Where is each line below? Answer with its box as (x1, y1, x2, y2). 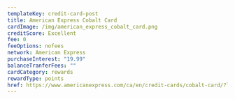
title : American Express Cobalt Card (7, 17, 117, 24)
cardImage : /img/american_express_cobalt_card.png (7, 23, 158, 30)
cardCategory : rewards (7, 68, 73, 75)
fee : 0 (7, 36, 27, 43)
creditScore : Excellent (7, 29, 77, 37)
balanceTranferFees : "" (7, 62, 77, 69)
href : (7, 82, 23, 89)
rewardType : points (7, 75, 64, 82)
